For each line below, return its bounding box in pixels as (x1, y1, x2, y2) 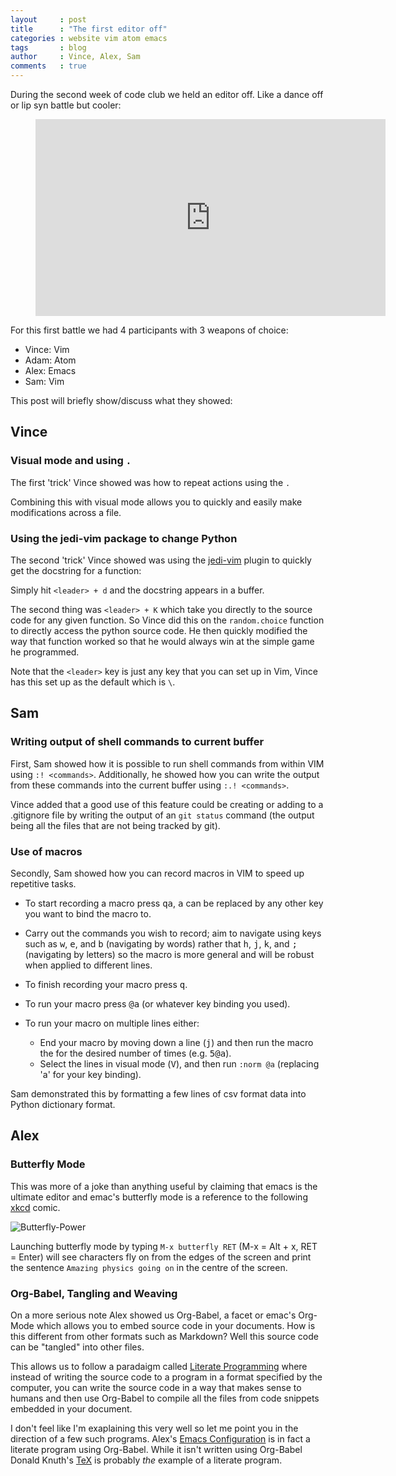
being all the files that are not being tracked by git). (10, 819, 221, 831)
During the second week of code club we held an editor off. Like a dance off (10, 89, 324, 100)
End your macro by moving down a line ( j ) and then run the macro (39, 1036, 314, 1048)
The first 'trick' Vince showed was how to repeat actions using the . (10, 476, 291, 488)
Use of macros (10, 844, 83, 858)
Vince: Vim (24, 344, 70, 355)
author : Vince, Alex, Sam (10, 52, 141, 62)
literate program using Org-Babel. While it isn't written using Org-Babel (10, 1443, 303, 1455)
